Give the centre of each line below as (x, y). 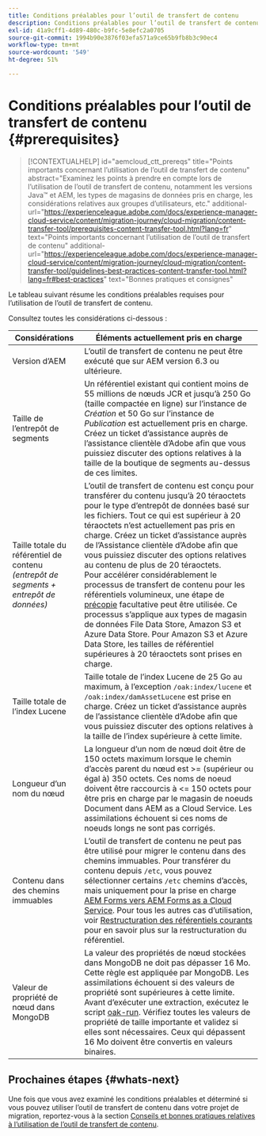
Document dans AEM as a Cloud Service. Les (168, 808)
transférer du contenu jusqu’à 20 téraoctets (165, 496)
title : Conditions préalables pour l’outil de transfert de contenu (123, 15)
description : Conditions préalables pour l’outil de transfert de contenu (134, 23)
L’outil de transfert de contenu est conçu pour (169, 485)
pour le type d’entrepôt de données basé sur (167, 505)
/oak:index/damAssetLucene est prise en (158, 696)
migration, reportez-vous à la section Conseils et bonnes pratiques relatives (132, 1115)
